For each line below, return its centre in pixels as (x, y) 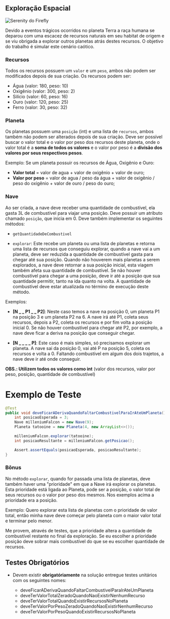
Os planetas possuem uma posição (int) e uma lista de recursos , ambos (79, 132)
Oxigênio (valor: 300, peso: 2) (44, 91)
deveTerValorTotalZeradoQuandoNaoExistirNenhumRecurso (82, 595)
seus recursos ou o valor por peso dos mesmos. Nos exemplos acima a (80, 495)
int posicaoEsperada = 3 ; (42, 417)
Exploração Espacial (38, 8)
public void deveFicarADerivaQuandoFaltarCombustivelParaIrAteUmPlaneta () (86, 413)
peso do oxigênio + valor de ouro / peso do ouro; (64, 183)
